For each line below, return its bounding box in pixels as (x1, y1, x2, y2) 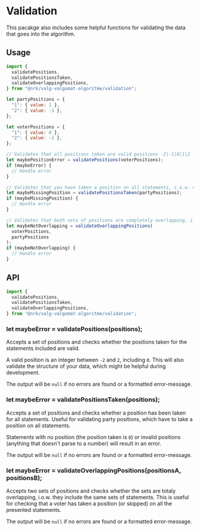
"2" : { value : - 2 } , (11, 135, 62, 141)
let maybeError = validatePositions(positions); (6, 324, 143, 333)
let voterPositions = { (6, 124, 65, 130)
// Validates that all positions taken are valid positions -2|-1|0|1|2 (6, 151, 190, 158)
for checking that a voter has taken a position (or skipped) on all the (6, 500, 173, 507)
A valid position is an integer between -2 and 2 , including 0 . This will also (6, 357, 185, 364)
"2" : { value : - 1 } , (11, 108, 62, 113)
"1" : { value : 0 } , (11, 130, 60, 136)
